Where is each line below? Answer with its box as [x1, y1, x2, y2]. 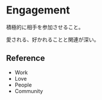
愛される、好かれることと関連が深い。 [6, 36, 99, 43]
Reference [6, 53, 45, 63]
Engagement [6, 4, 70, 17]
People [14, 81, 32, 88]
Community [14, 87, 43, 94]
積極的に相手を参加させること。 [6, 23, 84, 30]
